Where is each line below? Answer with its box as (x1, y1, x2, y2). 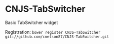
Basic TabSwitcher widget (5, 20, 58, 25)
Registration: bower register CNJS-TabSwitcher (5, 29, 101, 35)
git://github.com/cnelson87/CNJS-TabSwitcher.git (5, 34, 110, 39)
